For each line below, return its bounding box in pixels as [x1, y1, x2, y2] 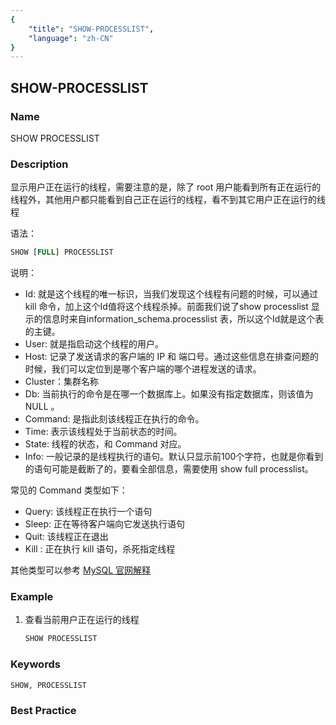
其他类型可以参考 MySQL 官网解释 [10, 564, 152, 576]
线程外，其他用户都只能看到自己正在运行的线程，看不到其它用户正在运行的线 [10, 194, 326, 206]
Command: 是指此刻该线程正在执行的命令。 [24, 413, 205, 425]
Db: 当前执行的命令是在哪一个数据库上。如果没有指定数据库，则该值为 [24, 388, 314, 400]
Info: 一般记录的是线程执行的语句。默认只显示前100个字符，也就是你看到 [24, 451, 324, 463]
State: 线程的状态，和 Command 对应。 [24, 438, 187, 450]
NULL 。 [24, 401, 60, 413]
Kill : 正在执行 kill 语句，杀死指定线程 [24, 543, 176, 555]
